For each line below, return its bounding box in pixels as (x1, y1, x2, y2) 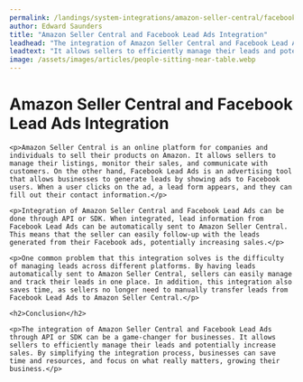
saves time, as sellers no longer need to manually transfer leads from (9, 285, 289, 294)
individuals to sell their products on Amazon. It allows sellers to (9, 151, 277, 160)
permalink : (9, 13, 50, 23)
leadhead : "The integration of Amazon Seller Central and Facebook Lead (9, 38, 289, 48)
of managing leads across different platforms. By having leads (9, 261, 256, 271)
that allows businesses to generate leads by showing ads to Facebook (9, 174, 280, 183)
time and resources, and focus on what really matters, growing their (9, 356, 280, 366)
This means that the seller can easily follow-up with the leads (9, 229, 260, 239)
